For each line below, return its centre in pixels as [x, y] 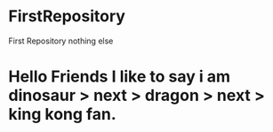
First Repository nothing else [61, 41]
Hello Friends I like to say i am [119, 77]
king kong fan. [62, 115]
